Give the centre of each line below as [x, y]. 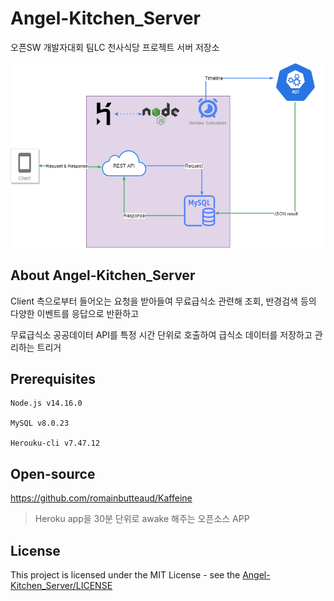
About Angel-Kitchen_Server [103, 275]
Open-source [53, 473]
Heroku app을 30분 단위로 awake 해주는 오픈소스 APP [142, 519]
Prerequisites [53, 379]
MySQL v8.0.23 [40, 423]
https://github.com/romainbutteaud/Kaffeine [101, 498]
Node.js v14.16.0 [46, 403]
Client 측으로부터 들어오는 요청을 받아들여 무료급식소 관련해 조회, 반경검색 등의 [163, 301]
